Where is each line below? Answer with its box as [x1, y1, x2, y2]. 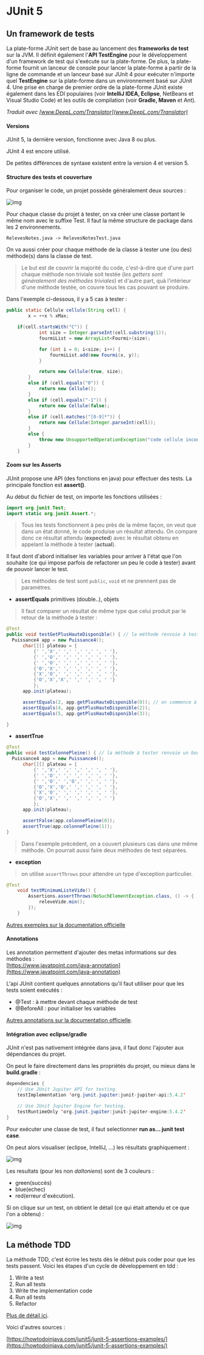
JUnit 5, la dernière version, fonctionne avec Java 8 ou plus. [6, 136, 157, 143]
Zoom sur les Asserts [6, 461, 62, 469]
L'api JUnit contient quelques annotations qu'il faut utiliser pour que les [6, 980, 185, 987]
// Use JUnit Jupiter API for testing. [17, 1086, 118, 1092]
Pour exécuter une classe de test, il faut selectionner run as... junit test [6, 1125, 185, 1133]
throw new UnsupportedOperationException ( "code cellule [38, 436, 183, 443]
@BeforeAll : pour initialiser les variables [15, 1005, 117, 1012]
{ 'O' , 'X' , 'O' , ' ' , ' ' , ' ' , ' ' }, [33, 784, 118, 790]
